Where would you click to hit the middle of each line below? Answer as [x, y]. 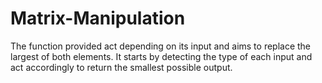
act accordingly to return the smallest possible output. [121, 67]
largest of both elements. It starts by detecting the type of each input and [161, 56]
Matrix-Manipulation [98, 18]
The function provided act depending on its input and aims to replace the [161, 46]
